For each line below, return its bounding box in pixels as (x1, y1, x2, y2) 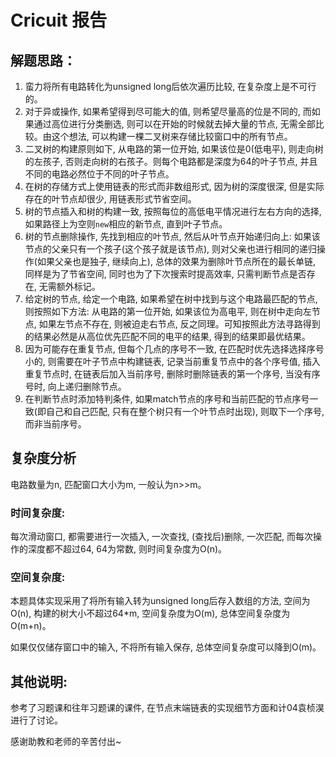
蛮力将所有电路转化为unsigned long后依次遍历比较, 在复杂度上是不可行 (24, 81, 317, 92)
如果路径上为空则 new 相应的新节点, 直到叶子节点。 (24, 218, 228, 230)
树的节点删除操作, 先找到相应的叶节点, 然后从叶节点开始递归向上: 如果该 (24, 231, 321, 242)
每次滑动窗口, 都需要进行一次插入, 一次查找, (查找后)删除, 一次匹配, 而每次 (10, 531, 314, 543)
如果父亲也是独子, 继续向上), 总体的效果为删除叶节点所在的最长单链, (36, 256, 316, 267)
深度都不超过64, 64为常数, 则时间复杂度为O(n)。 (27, 543, 228, 555)
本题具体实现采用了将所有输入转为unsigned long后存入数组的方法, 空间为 (10, 595, 311, 607)
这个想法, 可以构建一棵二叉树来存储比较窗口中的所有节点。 (51, 131, 293, 142)
